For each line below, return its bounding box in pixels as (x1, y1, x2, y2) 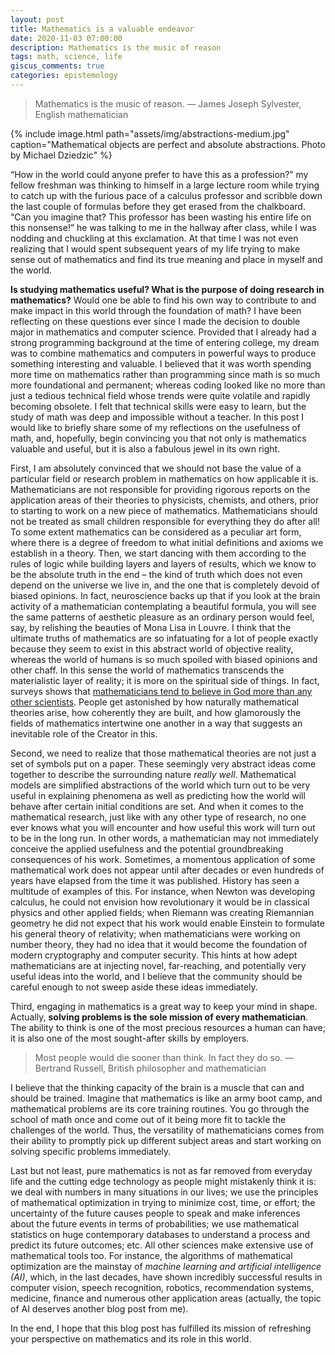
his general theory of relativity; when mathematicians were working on (10, 927, 301, 940)
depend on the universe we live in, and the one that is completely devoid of (10, 579, 320, 591)
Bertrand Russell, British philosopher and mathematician (34, 1062, 267, 1074)
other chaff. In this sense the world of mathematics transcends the (10, 664, 285, 676)
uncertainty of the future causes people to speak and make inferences (10, 1207, 301, 1219)
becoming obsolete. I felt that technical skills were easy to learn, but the (10, 400, 307, 412)
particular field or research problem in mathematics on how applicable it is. (10, 472, 319, 485)
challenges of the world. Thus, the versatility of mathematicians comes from (10, 1124, 325, 1136)
